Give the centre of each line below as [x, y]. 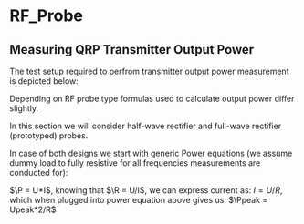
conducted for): [39, 173]
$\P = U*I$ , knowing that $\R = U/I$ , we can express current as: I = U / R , [146, 190]
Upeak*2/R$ [33, 209]
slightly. [24, 108]
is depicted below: [44, 81]
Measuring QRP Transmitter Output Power [132, 50]
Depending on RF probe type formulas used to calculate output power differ [152, 98]
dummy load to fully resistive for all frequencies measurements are [135, 163]
